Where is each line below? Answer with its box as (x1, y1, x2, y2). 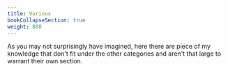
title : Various (7, 10, 52, 17)
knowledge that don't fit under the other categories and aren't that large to (7, 49, 222, 58)
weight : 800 (7, 23, 42, 30)
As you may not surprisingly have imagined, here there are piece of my (7, 42, 211, 51)
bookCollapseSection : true (7, 17, 86, 24)
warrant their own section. (7, 57, 83, 65)
